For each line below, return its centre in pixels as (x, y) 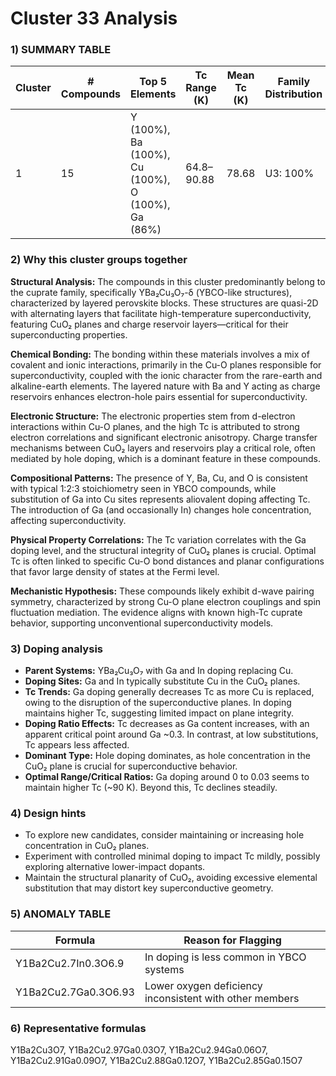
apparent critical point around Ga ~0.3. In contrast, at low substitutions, (171, 734)
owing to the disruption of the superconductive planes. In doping (158, 703)
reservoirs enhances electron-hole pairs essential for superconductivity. (159, 396)
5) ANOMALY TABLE (61, 914)
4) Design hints (48, 813)
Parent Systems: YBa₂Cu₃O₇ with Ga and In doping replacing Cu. (159, 671)
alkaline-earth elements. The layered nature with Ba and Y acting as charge (165, 386)
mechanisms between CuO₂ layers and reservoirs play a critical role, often (163, 448)
